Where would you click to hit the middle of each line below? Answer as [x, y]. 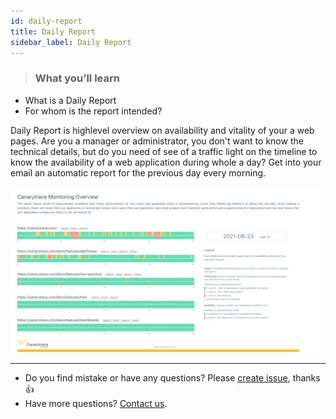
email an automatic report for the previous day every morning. [138, 172]
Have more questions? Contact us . [96, 404]
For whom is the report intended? [93, 111]
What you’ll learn [77, 78]
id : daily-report [46, 21]
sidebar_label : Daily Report [71, 42]
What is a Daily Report [70, 100]
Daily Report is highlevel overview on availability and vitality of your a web [162, 130]
